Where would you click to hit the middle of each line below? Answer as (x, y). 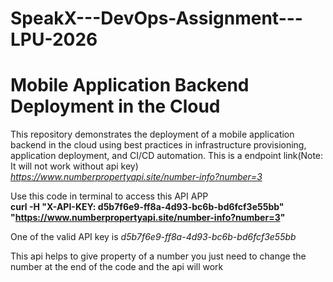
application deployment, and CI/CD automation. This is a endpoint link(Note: (167, 156)
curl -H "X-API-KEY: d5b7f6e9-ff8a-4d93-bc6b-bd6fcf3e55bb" (147, 207)
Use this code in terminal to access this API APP (109, 196)
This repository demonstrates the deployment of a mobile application (152, 134)
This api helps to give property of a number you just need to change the (158, 256)
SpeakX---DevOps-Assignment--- (156, 18)
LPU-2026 (54, 39)
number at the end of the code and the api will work (117, 267)
